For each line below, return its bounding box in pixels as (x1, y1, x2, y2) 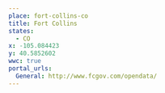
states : (8, 27, 35, 35)
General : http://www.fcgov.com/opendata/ (15, 72, 158, 80)
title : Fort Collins (8, 19, 78, 27)
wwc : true (8, 57, 42, 66)
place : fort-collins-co (8, 11, 89, 20)
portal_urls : (8, 65, 53, 73)
